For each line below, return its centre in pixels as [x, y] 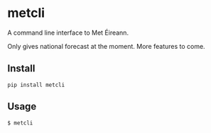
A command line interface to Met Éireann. [68, 33]
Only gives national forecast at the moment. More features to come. [106, 46]
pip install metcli [36, 85]
